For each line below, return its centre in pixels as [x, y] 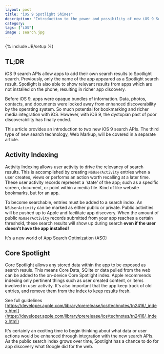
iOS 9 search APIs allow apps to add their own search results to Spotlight [79, 74]
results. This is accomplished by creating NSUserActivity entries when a [78, 172]
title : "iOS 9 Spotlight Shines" [39, 14]
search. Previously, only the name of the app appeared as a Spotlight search [82, 78]
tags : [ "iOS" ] [20, 28]
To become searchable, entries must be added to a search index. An [74, 202]
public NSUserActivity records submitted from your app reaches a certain [79, 218]
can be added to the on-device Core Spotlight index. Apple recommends [78, 276]
